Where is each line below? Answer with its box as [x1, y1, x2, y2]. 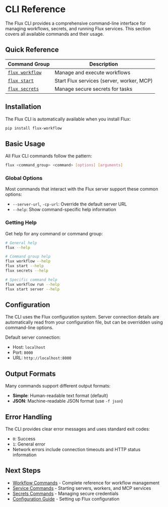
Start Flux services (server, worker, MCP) [54, 77, 153, 84]
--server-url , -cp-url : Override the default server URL [12, 201, 127, 207]
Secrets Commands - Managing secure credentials [12, 490, 119, 496]
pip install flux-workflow [5, 125, 62, 131]
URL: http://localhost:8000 [12, 355, 72, 361]
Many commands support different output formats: [5, 383, 111, 389]
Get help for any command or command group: [5, 230, 103, 236]
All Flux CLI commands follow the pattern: [5, 153, 92, 159]
